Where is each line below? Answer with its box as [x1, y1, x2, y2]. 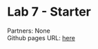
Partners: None [7, 27, 50, 35]
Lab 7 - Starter [7, 4, 92, 20]
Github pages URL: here [7, 33, 76, 42]
